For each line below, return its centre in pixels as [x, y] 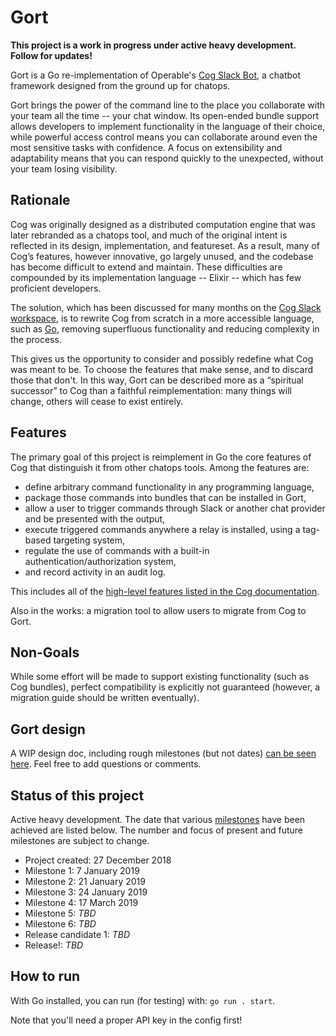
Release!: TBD [54, 945]
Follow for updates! [51, 55]
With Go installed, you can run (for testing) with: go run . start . [143, 1000]
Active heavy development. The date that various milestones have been [158, 819]
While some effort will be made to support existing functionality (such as [160, 677]
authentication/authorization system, [100, 561]
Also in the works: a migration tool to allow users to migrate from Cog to [158, 610]
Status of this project [77, 795]
